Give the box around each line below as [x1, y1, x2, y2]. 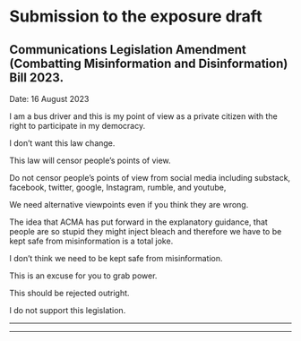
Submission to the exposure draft [9, 6, 262, 27]
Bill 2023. [9, 70, 64, 85]
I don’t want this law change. [9, 138, 116, 149]
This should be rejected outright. [9, 288, 130, 298]
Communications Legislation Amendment [9, 42, 246, 57]
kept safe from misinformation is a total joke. [9, 235, 174, 246]
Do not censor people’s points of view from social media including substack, [9, 173, 291, 183]
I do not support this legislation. [9, 305, 126, 315]
